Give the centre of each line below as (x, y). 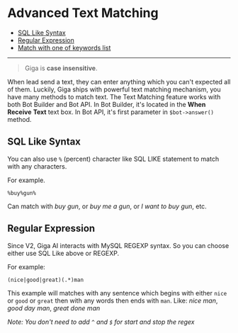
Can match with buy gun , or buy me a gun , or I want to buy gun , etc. (107, 206)
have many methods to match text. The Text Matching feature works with (114, 96)
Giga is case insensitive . (61, 68)
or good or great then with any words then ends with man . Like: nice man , (113, 300)
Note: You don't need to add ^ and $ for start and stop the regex (101, 322)
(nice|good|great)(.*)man (45, 280)
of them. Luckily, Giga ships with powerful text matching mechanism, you (114, 89)
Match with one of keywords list (64, 47)
